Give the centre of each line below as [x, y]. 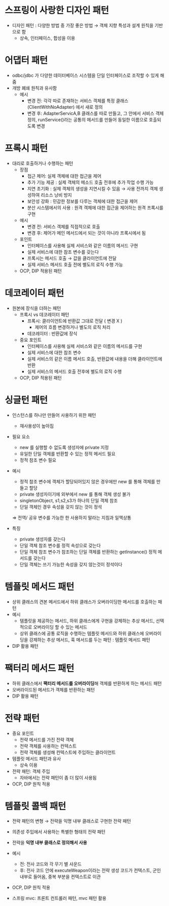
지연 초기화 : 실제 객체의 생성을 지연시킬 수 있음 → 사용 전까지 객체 [92, 188]
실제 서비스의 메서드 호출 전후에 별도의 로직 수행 [74, 371]
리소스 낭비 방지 [56, 195]
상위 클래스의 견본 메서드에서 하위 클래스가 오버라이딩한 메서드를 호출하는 [85, 602]
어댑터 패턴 [26, 60]
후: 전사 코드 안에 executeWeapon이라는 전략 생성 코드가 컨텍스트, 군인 [90, 871]
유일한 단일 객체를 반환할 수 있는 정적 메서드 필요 [68, 454]
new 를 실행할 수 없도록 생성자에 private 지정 [64, 447]
